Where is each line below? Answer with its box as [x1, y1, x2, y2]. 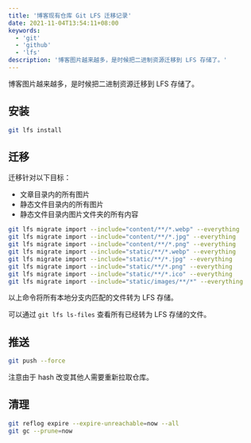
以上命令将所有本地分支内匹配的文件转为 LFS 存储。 [8, 292, 179, 303]
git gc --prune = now [8, 427, 73, 435]
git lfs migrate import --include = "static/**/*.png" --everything [8, 262, 233, 271]
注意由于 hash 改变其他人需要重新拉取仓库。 [8, 372, 153, 382]
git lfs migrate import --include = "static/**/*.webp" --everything [8, 248, 237, 256]
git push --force [8, 357, 66, 365]
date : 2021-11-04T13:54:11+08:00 [8, 19, 119, 27]
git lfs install [8, 126, 62, 134]
